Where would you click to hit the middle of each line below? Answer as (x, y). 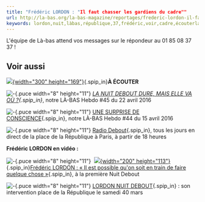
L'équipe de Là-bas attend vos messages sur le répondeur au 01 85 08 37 (99, 41)
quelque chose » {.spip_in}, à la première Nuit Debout (73, 174)
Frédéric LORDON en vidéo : (42, 149)
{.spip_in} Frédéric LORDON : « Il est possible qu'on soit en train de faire (96, 168)
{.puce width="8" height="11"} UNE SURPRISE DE (77, 112)
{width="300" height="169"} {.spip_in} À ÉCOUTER (76, 82)
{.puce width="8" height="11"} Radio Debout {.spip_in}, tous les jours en (105, 130)
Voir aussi (26, 66)
